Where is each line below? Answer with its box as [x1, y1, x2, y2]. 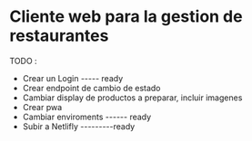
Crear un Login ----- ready [22, 72, 124, 83]
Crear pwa [22, 101, 63, 112]
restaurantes [9, 25, 109, 46]
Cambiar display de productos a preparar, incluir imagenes [22, 92, 243, 103]
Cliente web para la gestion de [9, 6, 243, 27]
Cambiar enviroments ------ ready [22, 111, 152, 122]
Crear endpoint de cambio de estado [22, 82, 161, 93]
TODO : [9, 55, 38, 66]
